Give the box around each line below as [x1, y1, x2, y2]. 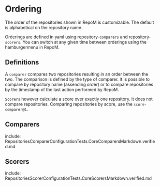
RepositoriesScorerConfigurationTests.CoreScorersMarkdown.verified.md [5, 175, 152, 181]
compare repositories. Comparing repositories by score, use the [5, 101, 133, 107]
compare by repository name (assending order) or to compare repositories [5, 81, 154, 87]
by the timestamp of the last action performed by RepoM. [5, 86, 119, 93]
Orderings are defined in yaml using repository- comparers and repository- [5, 34, 151, 40]
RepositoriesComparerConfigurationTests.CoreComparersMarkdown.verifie [5, 138, 155, 144]
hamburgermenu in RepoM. [5, 44, 59, 50]
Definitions [5, 58, 39, 66]
